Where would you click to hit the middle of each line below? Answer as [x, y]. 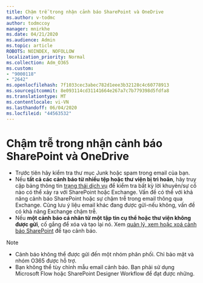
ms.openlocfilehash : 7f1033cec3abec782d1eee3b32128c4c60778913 [88, 85]
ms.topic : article [29, 46]
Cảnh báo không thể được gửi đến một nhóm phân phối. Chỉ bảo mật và [104, 255]
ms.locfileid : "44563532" [39, 113]
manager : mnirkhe [28, 29]
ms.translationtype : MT [36, 96]
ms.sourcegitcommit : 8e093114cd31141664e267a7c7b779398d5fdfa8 [88, 91]
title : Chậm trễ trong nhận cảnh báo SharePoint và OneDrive [85, 12]
